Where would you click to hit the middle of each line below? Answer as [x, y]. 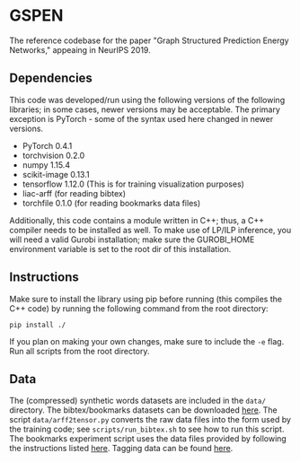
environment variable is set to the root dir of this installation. [120, 248]
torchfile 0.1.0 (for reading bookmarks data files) [111, 203]
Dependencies [51, 78]
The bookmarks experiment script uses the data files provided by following [148, 439]
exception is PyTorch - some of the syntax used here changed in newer [141, 118]
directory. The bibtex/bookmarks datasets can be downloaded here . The [144, 410]
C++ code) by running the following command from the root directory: [139, 308]
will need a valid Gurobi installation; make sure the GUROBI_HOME [132, 240]
